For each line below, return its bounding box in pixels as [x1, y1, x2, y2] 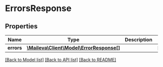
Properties [5, 22, 38, 30]
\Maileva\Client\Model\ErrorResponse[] [26, 44, 120, 51]
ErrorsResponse [5, 3, 72, 14]
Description [124, 37, 153, 43]
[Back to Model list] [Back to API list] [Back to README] [5, 57, 116, 63]
